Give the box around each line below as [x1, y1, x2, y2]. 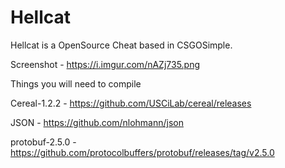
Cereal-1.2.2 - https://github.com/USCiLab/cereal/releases [10, 97, 252, 109]
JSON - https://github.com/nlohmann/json [10, 116, 184, 128]
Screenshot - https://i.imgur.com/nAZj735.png [10, 58, 201, 70]
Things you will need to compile [10, 77, 142, 90]
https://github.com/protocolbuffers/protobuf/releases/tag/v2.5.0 [10, 146, 275, 158]
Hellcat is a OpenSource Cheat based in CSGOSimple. [10, 39, 233, 51]
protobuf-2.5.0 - [10, 136, 77, 148]
